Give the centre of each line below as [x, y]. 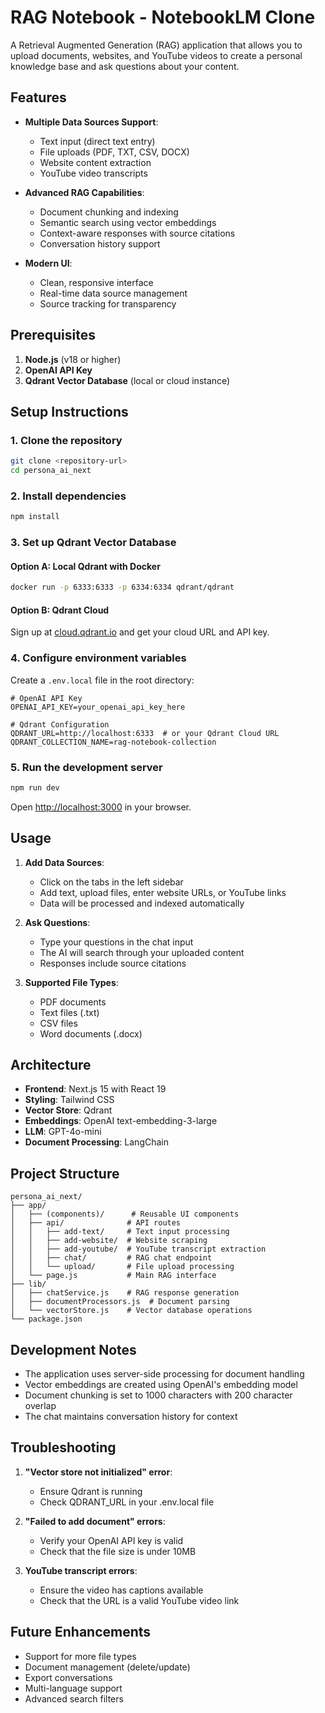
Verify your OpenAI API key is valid [111, 1540]
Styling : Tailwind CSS [69, 1100]
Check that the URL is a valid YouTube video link [139, 1600]
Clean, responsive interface [96, 282]
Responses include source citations [113, 963]
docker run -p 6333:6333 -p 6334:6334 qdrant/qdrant [122, 587]
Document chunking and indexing [109, 212]
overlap [40, 1406]
